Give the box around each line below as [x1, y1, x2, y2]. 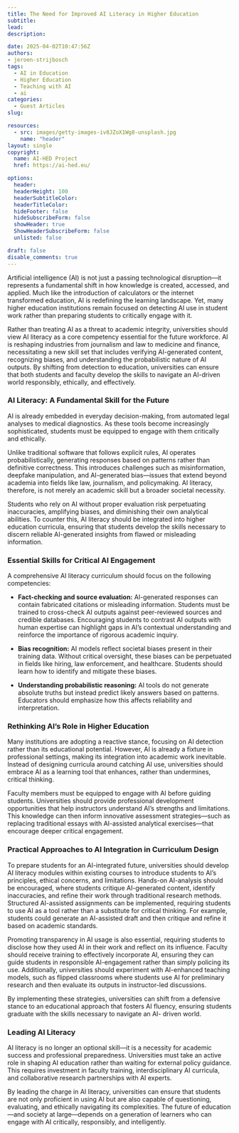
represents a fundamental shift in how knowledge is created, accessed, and [7, 280, 230, 289]
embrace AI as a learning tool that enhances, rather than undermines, [7, 768, 211, 776]
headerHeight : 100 [14, 188, 69, 195]
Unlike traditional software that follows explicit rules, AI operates [7, 448, 196, 456]
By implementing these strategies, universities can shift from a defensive [7, 994, 221, 1003]
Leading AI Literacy [7, 1027, 76, 1037]
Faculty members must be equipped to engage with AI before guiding [7, 789, 211, 798]
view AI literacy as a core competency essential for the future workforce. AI [7, 332, 229, 341]
